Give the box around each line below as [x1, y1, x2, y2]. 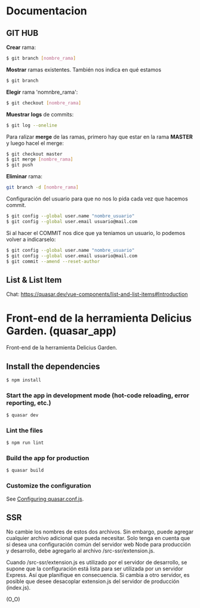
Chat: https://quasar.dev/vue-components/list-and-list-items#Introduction [6, 291, 188, 298]
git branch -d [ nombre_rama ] [6, 184, 79, 190]
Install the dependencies [6, 361, 100, 371]
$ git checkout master [6, 151, 63, 157]
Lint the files [6, 426, 43, 434]
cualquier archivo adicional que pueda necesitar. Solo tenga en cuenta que [6, 535, 190, 542]
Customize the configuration [6, 482, 91, 490]
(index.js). [6, 584, 31, 591]
